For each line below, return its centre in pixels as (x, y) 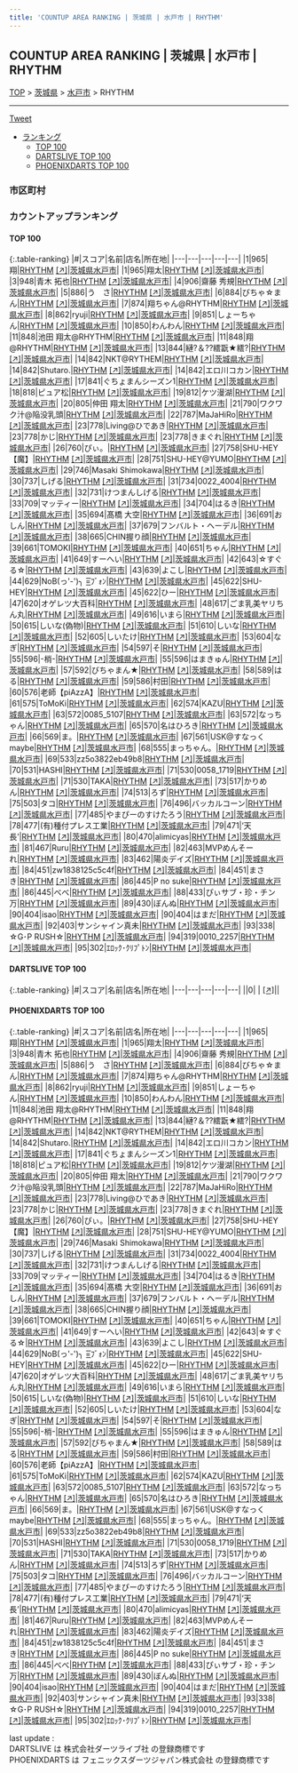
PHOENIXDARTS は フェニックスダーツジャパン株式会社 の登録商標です (140, 1760)
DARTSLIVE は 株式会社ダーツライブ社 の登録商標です (107, 1748)
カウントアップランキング (63, 217)
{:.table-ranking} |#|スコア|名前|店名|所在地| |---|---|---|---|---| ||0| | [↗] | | (145, 990)
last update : (32, 1737)
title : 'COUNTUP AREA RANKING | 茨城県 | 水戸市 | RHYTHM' (117, 17)
